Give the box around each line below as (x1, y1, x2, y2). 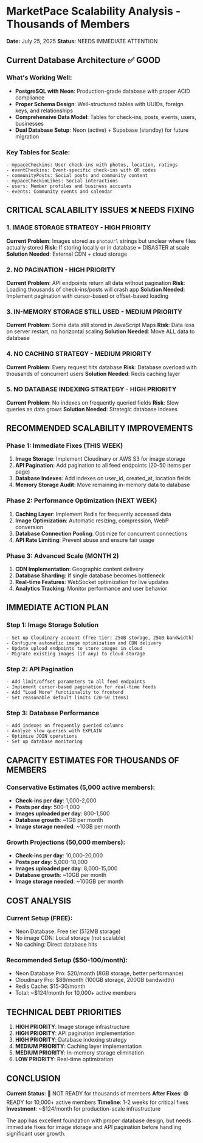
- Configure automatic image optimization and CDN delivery (6, 640, 162, 646)
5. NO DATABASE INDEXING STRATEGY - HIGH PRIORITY (6, 385, 177, 394)
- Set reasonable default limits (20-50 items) (6, 694, 129, 701)
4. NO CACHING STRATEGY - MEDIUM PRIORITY (6, 350, 152, 358)
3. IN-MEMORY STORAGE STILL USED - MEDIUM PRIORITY (6, 307, 182, 315)
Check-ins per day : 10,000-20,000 (15, 852, 103, 859)
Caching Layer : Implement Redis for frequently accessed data (15, 510, 171, 517)
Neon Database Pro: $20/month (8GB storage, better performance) (15, 970, 184, 977)
